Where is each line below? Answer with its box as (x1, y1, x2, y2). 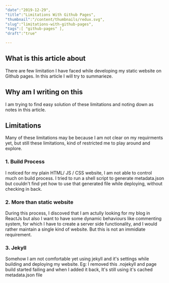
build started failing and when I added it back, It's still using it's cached (5, 267, 153, 273)
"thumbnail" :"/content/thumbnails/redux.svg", (5, 17, 105, 22)
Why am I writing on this (5, 88, 83, 96)
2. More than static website (5, 198, 74, 205)
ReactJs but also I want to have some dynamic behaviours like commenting (5, 216, 162, 222)
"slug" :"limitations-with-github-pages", (5, 21, 94, 27)
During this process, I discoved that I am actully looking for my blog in (5, 210, 150, 216)
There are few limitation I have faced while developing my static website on (5, 67, 162, 74)
